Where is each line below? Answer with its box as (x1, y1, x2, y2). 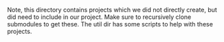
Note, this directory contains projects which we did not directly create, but (7, 6, 218, 14)
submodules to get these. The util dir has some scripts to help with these (7, 20, 213, 28)
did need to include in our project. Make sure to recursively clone (7, 13, 192, 21)
